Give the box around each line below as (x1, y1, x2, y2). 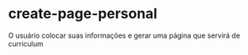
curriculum (8, 38, 43, 48)
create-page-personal (8, 5, 158, 23)
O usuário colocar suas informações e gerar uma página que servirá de (8, 31, 241, 40)
